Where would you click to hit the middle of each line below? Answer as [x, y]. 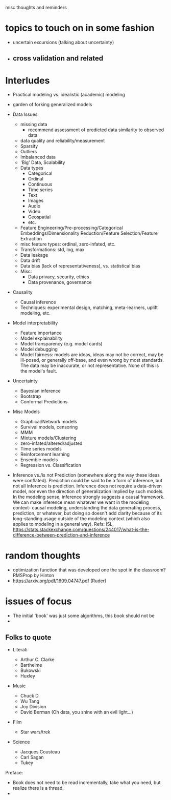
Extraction [31, 239]
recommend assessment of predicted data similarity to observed [96, 130]
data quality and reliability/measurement [63, 141]
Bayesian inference [41, 391]
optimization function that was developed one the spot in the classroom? [89, 570]
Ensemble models [39, 460]
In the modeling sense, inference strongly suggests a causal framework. [89, 497]
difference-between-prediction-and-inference [61, 535]
